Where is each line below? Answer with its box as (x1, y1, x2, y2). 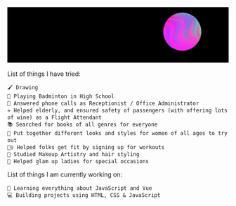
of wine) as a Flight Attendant (7, 114, 102, 121)
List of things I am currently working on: (7, 170, 123, 179)
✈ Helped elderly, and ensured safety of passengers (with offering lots (7, 107, 228, 114)
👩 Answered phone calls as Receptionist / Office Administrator (7, 100, 199, 107)
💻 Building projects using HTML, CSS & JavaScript (7, 192, 161, 199)
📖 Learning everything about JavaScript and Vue (7, 185, 152, 192)
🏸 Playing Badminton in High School (7, 93, 114, 100)
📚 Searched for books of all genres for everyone (7, 121, 158, 128)
